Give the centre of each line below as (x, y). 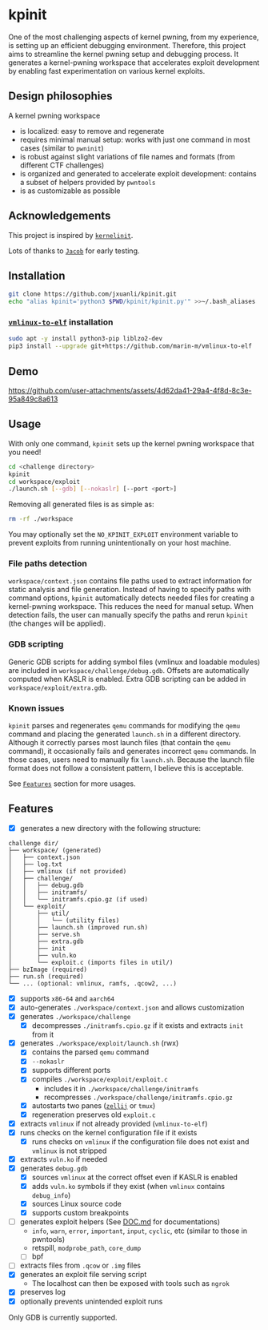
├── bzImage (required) (48, 969)
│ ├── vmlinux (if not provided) (68, 871)
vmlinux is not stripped (69, 1151)
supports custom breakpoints (80, 1213)
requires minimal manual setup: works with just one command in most (135, 139)
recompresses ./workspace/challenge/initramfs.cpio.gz (138, 1097)
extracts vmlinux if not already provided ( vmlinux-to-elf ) (114, 1123)
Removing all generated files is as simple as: (81, 504)
